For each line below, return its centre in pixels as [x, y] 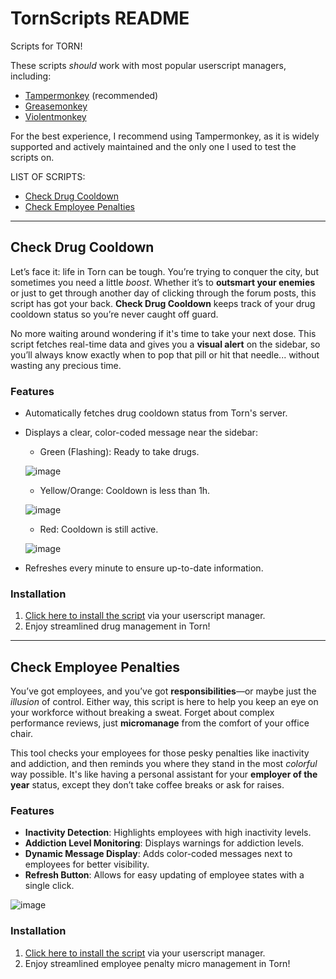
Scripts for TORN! [46, 46]
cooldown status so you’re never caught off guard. [114, 314]
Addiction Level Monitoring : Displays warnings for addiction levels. [164, 843]
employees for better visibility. [87, 864]
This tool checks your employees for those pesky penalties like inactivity [160, 753]
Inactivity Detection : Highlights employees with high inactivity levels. [168, 833]
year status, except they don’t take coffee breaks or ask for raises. [147, 785]
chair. [21, 734]
